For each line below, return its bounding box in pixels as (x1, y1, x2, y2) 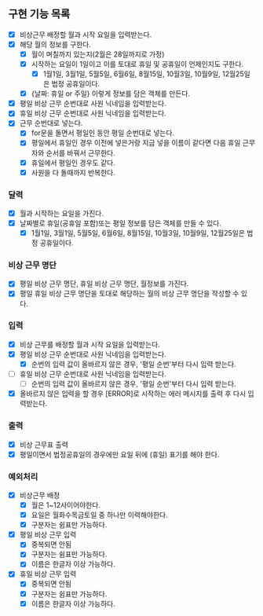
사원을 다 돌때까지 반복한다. (31, 167, 115, 177)
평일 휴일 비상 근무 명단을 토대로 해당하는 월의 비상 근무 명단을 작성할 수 (19, 289, 239, 299)
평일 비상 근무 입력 (19, 530, 77, 540)
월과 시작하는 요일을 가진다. (19, 208, 104, 218)
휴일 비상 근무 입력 (19, 569, 77, 579)
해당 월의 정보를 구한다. (19, 39, 92, 49)
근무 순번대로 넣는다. (19, 119, 83, 128)
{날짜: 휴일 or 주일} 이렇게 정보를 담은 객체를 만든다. (31, 89, 191, 98)
